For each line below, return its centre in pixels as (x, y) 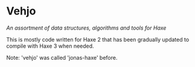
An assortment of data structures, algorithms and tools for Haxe (86, 28)
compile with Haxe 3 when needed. (50, 46)
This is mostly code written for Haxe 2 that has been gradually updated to (98, 39)
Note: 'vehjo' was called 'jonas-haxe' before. (62, 57)
